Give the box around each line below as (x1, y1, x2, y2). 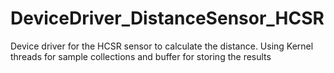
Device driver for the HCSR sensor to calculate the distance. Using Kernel (10, 40, 314, 52)
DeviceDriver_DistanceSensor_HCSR (10, 7, 325, 30)
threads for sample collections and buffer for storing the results (10, 50, 272, 62)
